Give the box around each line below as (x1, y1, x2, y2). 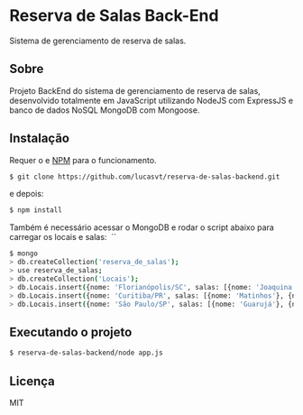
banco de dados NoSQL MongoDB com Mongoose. (9, 105, 200, 115)
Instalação (9, 131, 70, 146)
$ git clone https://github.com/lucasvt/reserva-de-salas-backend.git (9, 172, 280, 181)
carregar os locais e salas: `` (9, 232, 117, 243)
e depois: (9, 189, 44, 199)
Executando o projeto (9, 324, 133, 339)
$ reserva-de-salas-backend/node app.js (9, 348, 164, 357)
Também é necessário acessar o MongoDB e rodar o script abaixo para (9, 222, 275, 233)
